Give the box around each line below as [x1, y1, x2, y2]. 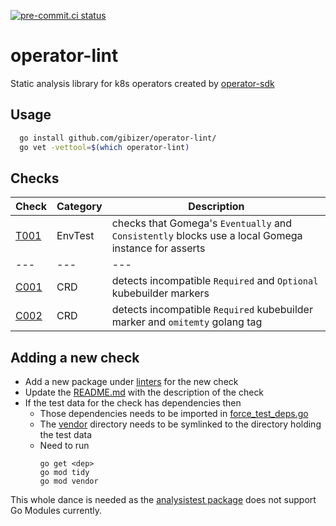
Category [56, 200, 103, 214]
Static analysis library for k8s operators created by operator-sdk [10, 77, 275, 89]
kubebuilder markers [111, 286, 210, 300]
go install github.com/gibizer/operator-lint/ [19, 133, 217, 143]
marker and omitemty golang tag [111, 315, 263, 329]
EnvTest [56, 229, 95, 243]
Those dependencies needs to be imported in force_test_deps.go [39, 408, 309, 420]
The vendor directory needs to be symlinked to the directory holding [39, 418, 322, 430]
